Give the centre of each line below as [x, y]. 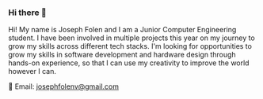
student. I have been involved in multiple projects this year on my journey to [131, 38]
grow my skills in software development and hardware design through [122, 55]
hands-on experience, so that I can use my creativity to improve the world [129, 63]
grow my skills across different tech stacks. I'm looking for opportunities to [130, 46]
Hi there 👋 [28, 13]
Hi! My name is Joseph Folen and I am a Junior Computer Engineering [122, 30]
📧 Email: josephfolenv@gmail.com [63, 86]
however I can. [32, 71]
